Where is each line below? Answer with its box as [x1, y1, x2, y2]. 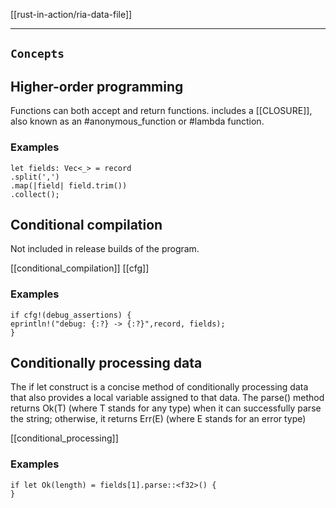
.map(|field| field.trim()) [10, 180, 128, 191]
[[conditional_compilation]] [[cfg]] [10, 262, 150, 274]
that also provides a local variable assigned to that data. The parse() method [10, 392, 325, 404]
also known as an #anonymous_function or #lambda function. [10, 115, 265, 128]
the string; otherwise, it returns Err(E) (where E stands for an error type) [10, 413, 307, 425]
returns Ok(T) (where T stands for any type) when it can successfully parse [10, 402, 322, 414]
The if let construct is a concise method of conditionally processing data [10, 381, 309, 393]
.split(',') [10, 172, 60, 182]
